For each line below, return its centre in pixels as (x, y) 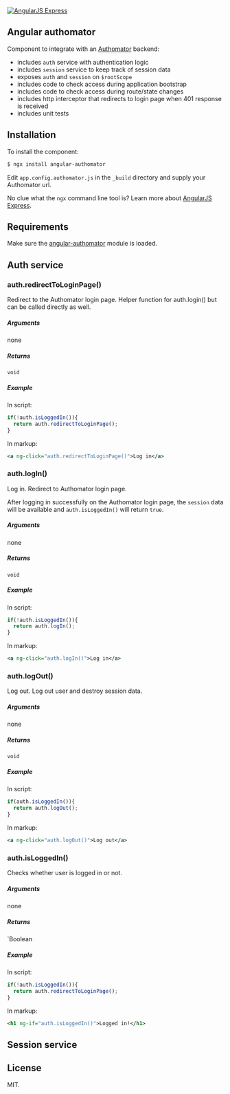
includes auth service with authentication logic (83, 62)
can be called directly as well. (49, 307)
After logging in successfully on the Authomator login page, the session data (115, 502)
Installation (32, 135)
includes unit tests (43, 113)
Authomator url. (29, 184)
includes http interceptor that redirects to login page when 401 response (119, 98)
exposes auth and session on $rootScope (74, 76)
